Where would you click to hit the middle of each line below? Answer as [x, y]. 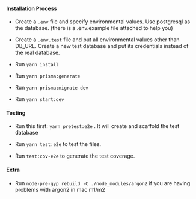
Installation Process [32, 8]
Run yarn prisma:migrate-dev [51, 88]
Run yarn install [37, 64]
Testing [16, 113]
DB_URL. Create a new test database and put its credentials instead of [102, 46]
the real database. [37, 53]
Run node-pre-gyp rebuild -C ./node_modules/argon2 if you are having [103, 183]
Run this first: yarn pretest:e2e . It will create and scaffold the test [97, 126]
